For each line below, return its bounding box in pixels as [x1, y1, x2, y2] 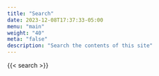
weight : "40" [7, 29, 45, 37]
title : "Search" [7, 10, 54, 17]
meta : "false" [7, 36, 48, 43]
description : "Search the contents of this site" [7, 42, 153, 49]
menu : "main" [7, 23, 45, 30]
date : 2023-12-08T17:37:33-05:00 [7, 17, 104, 23]
